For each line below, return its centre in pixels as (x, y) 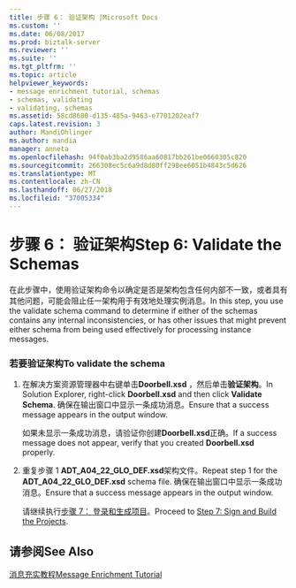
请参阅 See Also (52, 551)
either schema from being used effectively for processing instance (130, 329)
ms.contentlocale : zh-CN (55, 182)
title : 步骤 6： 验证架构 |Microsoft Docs (84, 17)
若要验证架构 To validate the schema (87, 363)
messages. (29, 339)
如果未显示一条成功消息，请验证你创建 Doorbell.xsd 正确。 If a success (149, 433)
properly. (38, 453)
